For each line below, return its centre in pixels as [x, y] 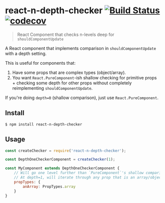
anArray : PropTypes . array [49, 186]
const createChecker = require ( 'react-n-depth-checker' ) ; [66, 151]
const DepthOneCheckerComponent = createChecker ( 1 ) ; [60, 159]
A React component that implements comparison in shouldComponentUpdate [81, 48]
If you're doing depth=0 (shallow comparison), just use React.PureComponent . [82, 98]
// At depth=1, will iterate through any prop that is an [74, 178]
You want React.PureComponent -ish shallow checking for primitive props [84, 77]
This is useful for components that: [41, 63]
